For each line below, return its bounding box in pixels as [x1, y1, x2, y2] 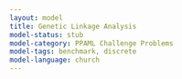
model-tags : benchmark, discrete [9, 47, 137, 56]
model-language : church [9, 55, 101, 64]
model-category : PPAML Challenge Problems [9, 38, 174, 48]
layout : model [9, 13, 64, 23]
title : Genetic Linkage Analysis [9, 22, 137, 31]
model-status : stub [9, 30, 84, 39]
